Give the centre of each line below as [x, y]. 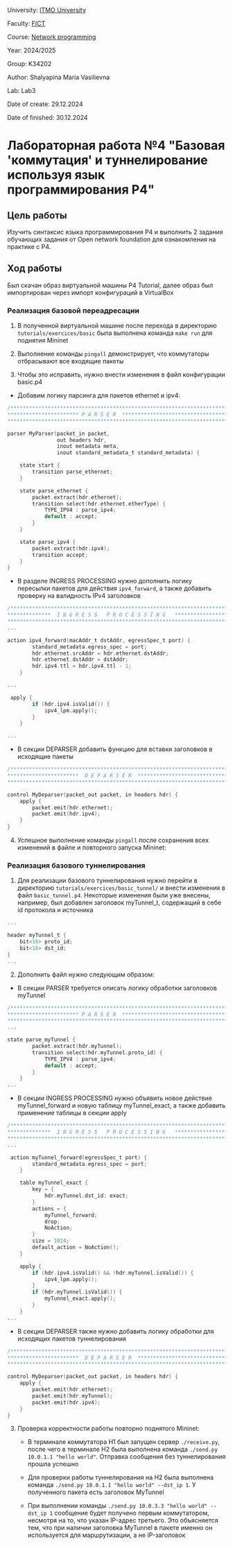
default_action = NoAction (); [76, 1248]
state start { [40, 465]
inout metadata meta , [88, 447]
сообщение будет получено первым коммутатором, [132, 1513]
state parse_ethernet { [54, 491]
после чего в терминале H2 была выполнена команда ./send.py [123, 1450]
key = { [43, 1189]
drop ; [52, 1221]
